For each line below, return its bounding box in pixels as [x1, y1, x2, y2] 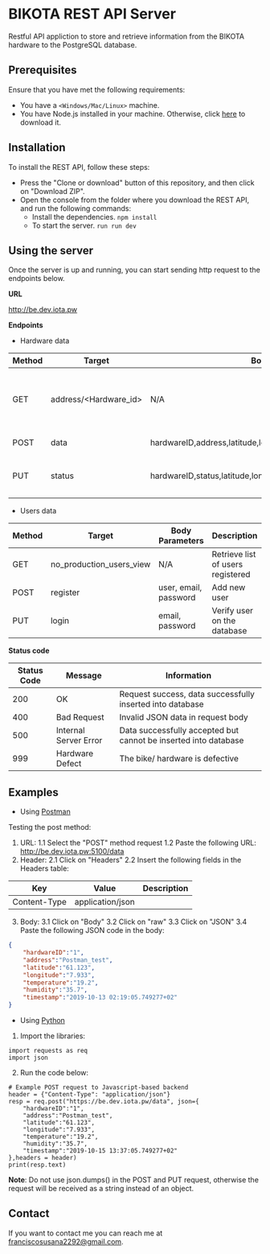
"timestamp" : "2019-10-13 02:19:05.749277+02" [22, 993, 178, 1002]
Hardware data [19, 336, 70, 346]
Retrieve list [211, 549, 256, 560]
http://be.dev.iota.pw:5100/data [19, 847, 125, 856]
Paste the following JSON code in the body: [19, 926, 165, 935]
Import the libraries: [19, 1031, 86, 1041]
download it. [19, 118, 62, 127]
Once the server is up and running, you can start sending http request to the [8, 265, 261, 274]
